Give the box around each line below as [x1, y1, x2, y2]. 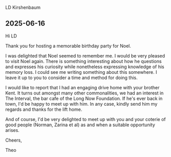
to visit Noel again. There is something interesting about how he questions [5, 58, 162, 64]
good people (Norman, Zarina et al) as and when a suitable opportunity [5, 122, 155, 128]
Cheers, [5, 137, 22, 143]
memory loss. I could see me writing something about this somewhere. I [5, 69, 157, 75]
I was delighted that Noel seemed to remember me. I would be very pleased [5, 52, 165, 58]
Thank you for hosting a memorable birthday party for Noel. [5, 43, 132, 49]
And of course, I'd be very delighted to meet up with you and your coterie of [5, 116, 166, 122]
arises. [5, 127, 19, 133]
